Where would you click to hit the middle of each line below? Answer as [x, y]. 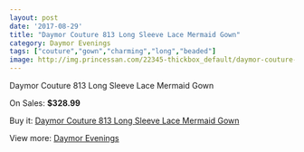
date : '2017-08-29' [46, 26]
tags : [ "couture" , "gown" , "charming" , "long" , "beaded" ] [113, 52]
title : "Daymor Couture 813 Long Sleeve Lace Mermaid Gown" [125, 34]
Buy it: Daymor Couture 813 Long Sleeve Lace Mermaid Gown [124, 120]
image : [22, 60]
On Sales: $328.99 [45, 103]
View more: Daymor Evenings [64, 138]
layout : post [34, 18]
